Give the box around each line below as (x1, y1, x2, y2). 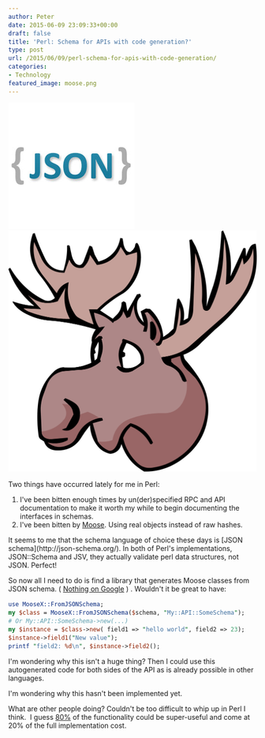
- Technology (8, 71, 51, 79)
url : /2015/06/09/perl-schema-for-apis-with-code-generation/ (8, 54, 217, 62)
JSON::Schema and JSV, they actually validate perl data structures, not (8, 553, 239, 562)
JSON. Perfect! (8, 560, 58, 570)
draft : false (8, 29, 51, 37)
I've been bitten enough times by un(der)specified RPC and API (19, 495, 226, 504)
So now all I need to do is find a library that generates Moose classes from (8, 576, 250, 586)
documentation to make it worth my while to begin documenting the (19, 504, 240, 513)
